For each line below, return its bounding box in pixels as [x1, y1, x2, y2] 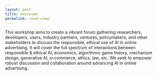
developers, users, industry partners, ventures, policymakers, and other [5, 34, 148, 40]
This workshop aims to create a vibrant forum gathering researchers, [5, 30, 143, 35]
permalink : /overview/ [5, 16, 51, 21]
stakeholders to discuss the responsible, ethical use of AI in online [5, 40, 137, 46]
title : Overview [5, 12, 38, 16]
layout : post [5, 7, 31, 12]
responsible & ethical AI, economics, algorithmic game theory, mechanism [5, 50, 153, 56]
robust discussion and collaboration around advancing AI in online [5, 60, 137, 66]
